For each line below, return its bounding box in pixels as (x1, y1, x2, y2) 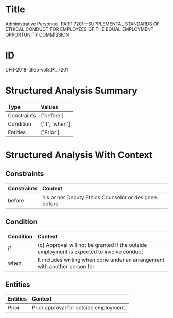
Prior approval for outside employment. (31, 304, 127, 311)
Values (41, 103, 58, 110)
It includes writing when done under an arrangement (38, 256, 165, 263)
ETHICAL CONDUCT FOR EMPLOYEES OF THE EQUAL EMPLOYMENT (5, 26, 154, 32)
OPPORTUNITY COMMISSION (5, 31, 70, 38)
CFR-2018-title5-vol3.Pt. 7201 (5, 66, 68, 73)
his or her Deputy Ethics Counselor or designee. (42, 193, 159, 201)
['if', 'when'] (41, 120, 71, 127)
